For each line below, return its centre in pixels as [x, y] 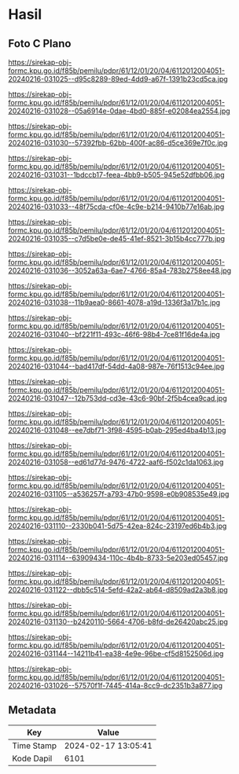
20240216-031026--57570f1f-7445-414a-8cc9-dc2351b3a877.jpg [115, 686]
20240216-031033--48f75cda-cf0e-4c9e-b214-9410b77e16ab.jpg [116, 207]
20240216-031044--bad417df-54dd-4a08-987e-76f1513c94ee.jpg [116, 366]
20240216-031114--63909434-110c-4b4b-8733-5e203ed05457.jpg [118, 558]
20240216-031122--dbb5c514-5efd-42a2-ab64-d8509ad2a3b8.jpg [118, 590]
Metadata [32, 710]
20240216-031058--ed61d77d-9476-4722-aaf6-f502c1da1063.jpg [116, 462]
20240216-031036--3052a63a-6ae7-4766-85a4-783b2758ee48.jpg [120, 270]
